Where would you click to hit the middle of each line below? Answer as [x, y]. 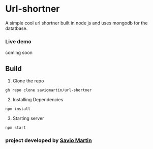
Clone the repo [28, 81]
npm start [16, 128]
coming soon [19, 53]
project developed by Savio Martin [49, 140]
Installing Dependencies [38, 100]
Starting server [28, 118]
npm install [18, 109]
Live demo [18, 41]
